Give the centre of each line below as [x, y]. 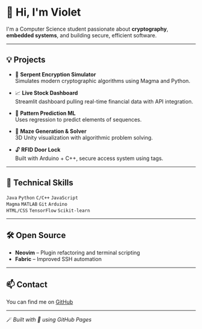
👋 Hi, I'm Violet [44, 12]
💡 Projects [26, 60]
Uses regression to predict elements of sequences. [78, 119]
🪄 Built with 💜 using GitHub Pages [49, 320]
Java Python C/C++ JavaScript [42, 198]
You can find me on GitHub [40, 302]
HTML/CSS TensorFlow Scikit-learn [48, 211]
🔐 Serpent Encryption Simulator [55, 74]
